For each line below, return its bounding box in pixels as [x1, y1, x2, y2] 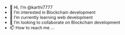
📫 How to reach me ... [9, 25, 55, 30]
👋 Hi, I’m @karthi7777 [9, 5, 53, 10]
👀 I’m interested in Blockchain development [9, 9, 96, 15]
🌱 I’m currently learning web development [9, 15, 93, 20]
